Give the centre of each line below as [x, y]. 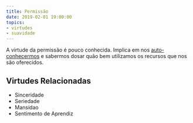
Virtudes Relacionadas [48, 81]
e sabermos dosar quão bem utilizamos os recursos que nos [114, 56]
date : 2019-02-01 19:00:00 [39, 17]
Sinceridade [29, 95]
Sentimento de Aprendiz [44, 113]
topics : [16, 22]
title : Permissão [27, 11]
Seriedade [27, 101]
